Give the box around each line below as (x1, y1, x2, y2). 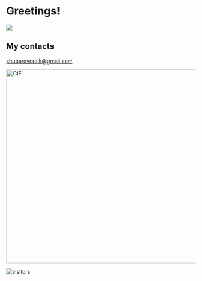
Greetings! (6, 4, 61, 18)
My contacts (6, 41, 55, 52)
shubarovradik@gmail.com (6, 57, 73, 65)
